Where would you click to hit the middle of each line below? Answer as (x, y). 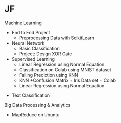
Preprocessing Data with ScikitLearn (57, 38)
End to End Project (31, 32)
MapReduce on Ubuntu (36, 115)
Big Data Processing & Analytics (38, 105)
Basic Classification (40, 48)
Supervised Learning (33, 59)
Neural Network (28, 43)
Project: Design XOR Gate (46, 54)
